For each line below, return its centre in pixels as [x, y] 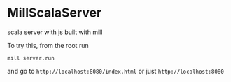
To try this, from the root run [48, 45]
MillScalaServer [55, 13]
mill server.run [31, 58]
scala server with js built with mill [55, 32]
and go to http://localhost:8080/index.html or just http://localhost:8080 [115, 71]
